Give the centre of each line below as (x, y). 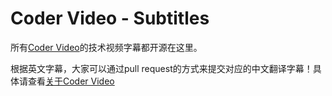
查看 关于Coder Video (71, 81)
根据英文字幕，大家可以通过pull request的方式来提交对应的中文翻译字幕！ (161, 68)
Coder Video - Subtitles (110, 18)
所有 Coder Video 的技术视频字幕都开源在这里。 (106, 47)
